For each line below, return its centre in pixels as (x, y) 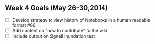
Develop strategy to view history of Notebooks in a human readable (81, 20)
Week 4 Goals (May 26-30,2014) (56, 8)
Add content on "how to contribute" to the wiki (60, 30)
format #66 (24, 25)
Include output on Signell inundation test (53, 36)
